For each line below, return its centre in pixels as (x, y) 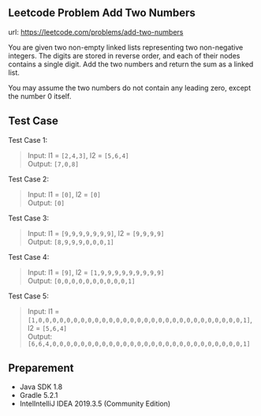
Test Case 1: (28, 140)
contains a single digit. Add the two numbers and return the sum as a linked (131, 64)
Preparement (41, 368)
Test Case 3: (29, 218)
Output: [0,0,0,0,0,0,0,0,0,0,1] (81, 280)
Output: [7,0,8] (53, 163)
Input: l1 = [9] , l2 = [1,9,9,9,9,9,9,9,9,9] (96, 272)
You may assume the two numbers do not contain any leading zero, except (129, 88)
